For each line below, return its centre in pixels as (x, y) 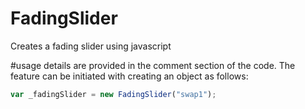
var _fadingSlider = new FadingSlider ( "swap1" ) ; (113, 94)
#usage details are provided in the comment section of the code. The (153, 65)
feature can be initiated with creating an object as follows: (129, 76)
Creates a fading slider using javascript (91, 46)
